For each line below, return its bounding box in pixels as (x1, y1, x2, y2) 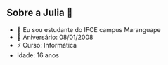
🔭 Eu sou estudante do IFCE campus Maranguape (16, 25, 161, 34)
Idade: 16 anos (16, 50, 59, 59)
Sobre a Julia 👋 (6, 7, 73, 19)
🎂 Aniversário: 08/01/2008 (16, 33, 93, 41)
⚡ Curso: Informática (16, 41, 77, 49)
